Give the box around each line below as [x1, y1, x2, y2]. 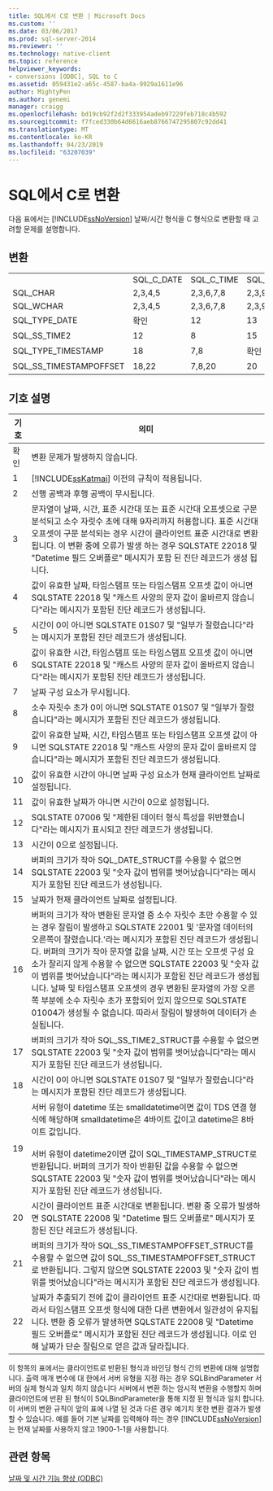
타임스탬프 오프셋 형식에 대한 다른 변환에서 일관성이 [48, 1304, 234, 1315]
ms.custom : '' [8, 20, 57, 28]
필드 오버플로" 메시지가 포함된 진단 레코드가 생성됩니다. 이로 [31, 1328, 248, 1340]
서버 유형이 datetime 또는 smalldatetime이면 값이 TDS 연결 [31, 1101, 248, 1113]
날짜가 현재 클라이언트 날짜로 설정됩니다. [31, 894, 177, 905]
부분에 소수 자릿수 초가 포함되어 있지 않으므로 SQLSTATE [41, 995, 247, 1006]
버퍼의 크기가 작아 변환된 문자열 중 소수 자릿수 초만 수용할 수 [31, 909, 248, 920]
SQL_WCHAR [12, 300, 63, 312]
